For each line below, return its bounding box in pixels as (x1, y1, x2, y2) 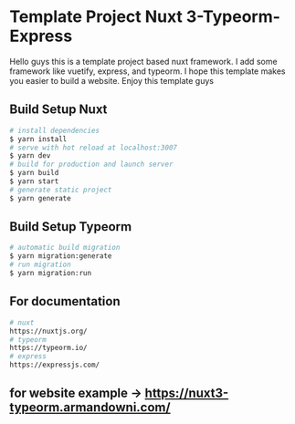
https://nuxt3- (144, 386, 229, 401)
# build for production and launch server (9, 160, 174, 170)
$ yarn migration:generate (9, 252, 112, 261)
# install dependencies (9, 126, 100, 135)
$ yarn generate (9, 193, 71, 202)
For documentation (9, 294, 121, 309)
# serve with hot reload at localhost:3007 (9, 143, 178, 152)
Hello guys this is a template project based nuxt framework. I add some (9, 56, 278, 67)
